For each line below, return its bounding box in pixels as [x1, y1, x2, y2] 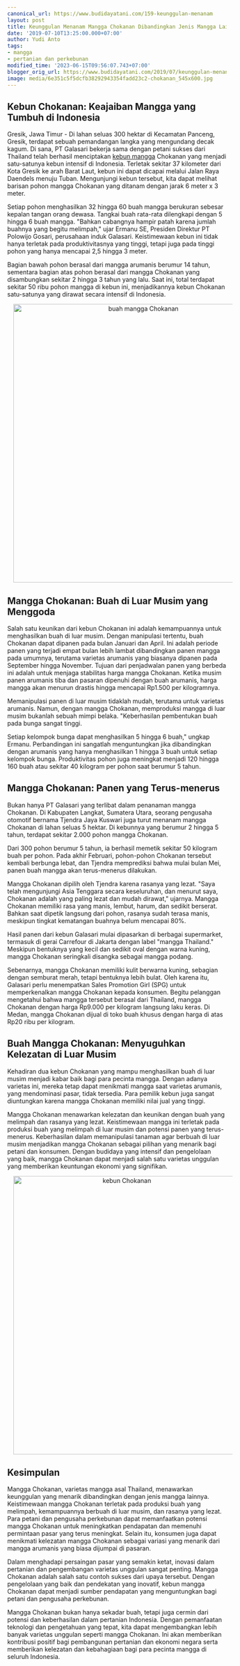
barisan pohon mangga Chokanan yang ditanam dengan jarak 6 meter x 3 [7, 182, 218, 190]
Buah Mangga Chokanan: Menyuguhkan [7, 1038, 186, 1050]
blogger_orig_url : [7, 68, 61, 75]
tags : [7, 42, 23, 49]
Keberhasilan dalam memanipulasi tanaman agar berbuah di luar [35, 1132, 221, 1140]
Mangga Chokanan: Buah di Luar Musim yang [7, 595, 209, 606]
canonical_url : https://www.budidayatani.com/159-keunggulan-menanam [7, 10, 214, 17]
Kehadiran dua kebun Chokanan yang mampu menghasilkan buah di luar [7, 1067, 216, 1076]
